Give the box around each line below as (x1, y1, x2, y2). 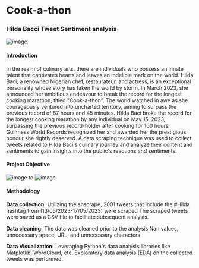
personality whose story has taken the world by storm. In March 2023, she (6, 84, 188, 91)
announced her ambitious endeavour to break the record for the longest (6, 90, 182, 97)
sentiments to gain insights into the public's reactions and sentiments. (6, 147, 177, 155)
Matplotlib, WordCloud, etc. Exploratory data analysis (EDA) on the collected (6, 249, 193, 256)
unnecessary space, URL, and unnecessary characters (6, 231, 141, 238)
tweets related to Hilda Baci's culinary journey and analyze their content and (6, 141, 193, 148)
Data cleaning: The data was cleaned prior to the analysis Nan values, (6, 225, 179, 232)
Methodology (6, 188, 40, 195)
